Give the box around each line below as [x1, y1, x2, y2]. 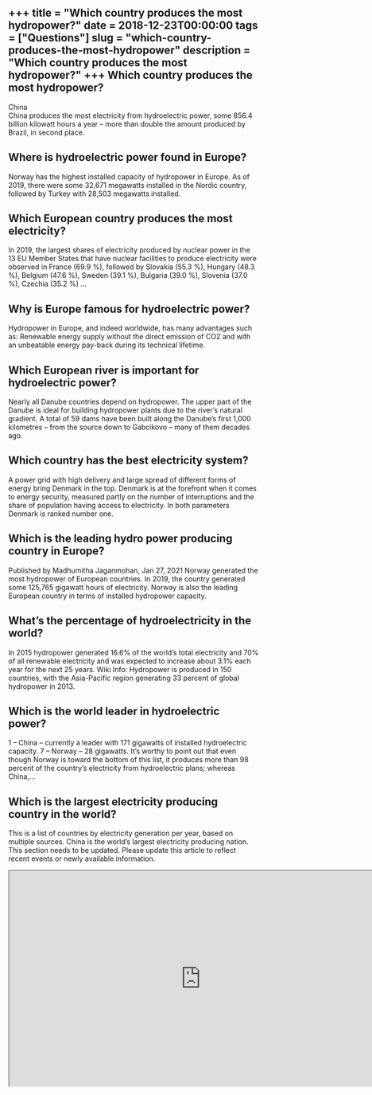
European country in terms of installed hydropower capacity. [8, 591, 207, 600]
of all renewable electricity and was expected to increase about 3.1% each [8, 656, 252, 666]
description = [182, 44, 251, 57]
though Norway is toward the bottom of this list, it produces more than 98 [8, 755, 249, 765]
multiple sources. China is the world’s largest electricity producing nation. [8, 837, 249, 847]
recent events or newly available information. [8, 854, 156, 863]
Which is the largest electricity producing [8, 795, 219, 808]
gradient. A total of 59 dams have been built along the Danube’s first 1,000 [8, 414, 252, 424]
